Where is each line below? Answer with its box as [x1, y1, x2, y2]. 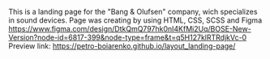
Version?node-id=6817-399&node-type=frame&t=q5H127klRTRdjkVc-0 [8, 32, 247, 42]
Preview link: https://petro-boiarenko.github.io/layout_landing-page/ [8, 41, 236, 51]
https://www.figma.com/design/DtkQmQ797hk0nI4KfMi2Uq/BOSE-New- [8, 24, 251, 33]
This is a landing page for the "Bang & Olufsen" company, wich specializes [8, 7, 258, 16]
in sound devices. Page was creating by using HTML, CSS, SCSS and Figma [8, 15, 262, 25]
